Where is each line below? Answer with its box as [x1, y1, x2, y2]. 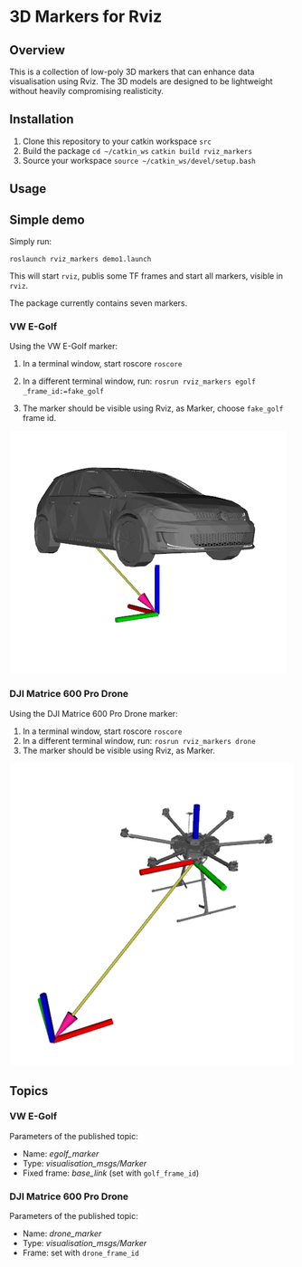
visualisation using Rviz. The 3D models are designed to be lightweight [9, 76, 273, 87]
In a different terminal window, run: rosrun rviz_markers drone [22, 735, 256, 746]
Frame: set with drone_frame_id [22, 1247, 140, 1259]
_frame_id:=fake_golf [22, 387, 104, 396]
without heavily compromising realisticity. [9, 86, 165, 96]
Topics [9, 1083, 49, 1099]
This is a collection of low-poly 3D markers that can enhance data [9, 66, 255, 77]
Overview [9, 43, 66, 58]
